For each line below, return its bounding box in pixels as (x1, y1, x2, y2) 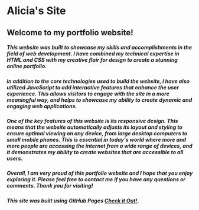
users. (6, 155, 23, 162)
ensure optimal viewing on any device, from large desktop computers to (6, 129, 188, 136)
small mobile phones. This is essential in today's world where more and (6, 136, 187, 143)
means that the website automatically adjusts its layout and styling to (6, 124, 182, 131)
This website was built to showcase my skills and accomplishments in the (6, 44, 193, 51)
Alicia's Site (6, 4, 66, 18)
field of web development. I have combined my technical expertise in (6, 50, 180, 57)
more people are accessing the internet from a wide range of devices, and (6, 142, 193, 149)
